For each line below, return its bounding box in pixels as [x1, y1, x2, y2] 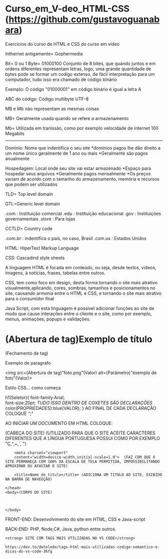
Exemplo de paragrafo [5, 360, 51, 366]
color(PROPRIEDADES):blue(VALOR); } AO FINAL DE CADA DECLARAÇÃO [5, 405, 156, 411]
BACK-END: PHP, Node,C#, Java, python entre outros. [5, 526, 116, 532]
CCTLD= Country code [5, 226, 52, 232]
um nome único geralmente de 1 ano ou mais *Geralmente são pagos [5, 150, 148, 156]
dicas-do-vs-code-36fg [5, 548, 52, 554]
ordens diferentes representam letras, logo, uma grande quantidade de [5, 66, 151, 72]
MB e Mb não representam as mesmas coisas [5, 105, 99, 111]
